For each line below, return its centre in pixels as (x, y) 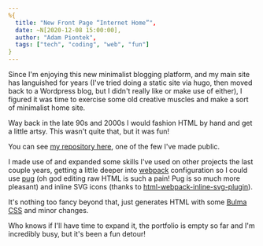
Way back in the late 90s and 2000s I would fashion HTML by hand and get (130, 123)
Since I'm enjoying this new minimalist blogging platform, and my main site (129, 74)
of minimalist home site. (47, 108)
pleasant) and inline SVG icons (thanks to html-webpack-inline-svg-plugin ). (131, 187)
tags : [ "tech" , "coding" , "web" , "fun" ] (82, 45)
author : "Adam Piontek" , (56, 37)
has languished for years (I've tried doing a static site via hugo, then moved (130, 83)
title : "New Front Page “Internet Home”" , (86, 23)
